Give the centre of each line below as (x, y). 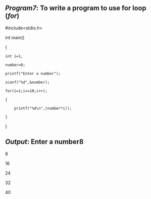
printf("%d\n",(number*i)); (43, 108)
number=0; (15, 65)
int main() (15, 37)
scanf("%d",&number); (27, 82)
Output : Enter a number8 (44, 142)
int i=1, (14, 56)
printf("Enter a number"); (33, 73)
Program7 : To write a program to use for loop (76, 8)
